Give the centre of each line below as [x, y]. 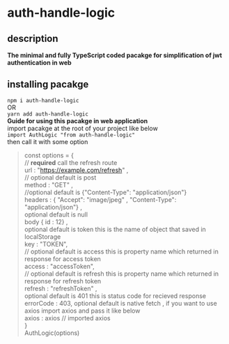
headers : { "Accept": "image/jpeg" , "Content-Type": [100, 199]
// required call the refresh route [71, 162]
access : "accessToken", [60, 266]
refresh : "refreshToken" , [61, 288]
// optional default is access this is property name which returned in [121, 251]
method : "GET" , [48, 185]
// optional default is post [60, 177]
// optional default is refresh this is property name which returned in [121, 274]
